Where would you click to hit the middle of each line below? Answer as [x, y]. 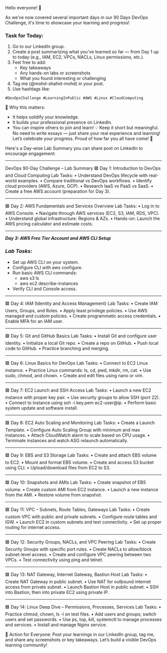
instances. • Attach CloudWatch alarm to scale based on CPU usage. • [78, 435]
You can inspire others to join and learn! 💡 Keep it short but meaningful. [85, 128]
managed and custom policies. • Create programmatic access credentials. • [83, 316]
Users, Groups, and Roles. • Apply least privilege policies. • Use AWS [76, 310]
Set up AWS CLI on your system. [46, 262]
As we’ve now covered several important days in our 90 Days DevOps [77, 17]
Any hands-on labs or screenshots [55, 73]
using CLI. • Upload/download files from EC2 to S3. [58, 468]
